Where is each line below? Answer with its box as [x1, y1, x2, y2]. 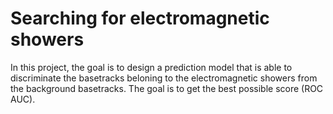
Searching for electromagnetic [10, 7, 270, 30]
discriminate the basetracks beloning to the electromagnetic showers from [10, 72, 318, 84]
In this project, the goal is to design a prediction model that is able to [10, 61, 293, 73]
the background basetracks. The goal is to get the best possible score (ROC [10, 82, 324, 94]
